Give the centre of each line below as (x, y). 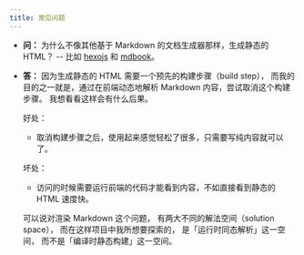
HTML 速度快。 (65, 199)
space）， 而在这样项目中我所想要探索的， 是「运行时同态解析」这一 (150, 229)
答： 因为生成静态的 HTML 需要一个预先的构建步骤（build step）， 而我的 (159, 76)
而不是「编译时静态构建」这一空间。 (109, 240)
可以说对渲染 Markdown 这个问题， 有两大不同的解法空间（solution (148, 218)
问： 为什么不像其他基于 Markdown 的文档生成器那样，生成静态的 (146, 45)
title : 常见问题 (37, 18)
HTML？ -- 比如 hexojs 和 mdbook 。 (91, 56)
